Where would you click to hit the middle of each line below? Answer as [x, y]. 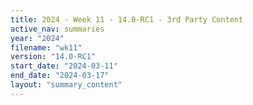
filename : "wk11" [46, 47]
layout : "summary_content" [66, 85]
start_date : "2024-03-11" [64, 66]
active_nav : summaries [57, 29]
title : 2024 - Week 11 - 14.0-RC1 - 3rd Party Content [127, 19]
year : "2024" [37, 38]
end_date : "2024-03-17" [60, 76]
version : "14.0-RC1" [53, 57]
